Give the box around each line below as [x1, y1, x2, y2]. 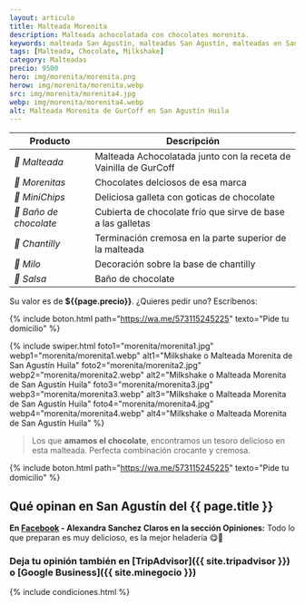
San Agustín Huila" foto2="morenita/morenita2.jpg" [9, 360, 202, 371]
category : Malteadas [9, 55, 88, 64]
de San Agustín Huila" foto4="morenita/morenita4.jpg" [9, 398, 214, 409]
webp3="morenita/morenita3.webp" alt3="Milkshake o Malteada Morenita [9, 389, 287, 400]
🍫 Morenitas [14, 176, 66, 189]
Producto [29, 135, 71, 148]
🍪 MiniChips [14, 191, 65, 204]
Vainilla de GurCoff [94, 161, 175, 174]
